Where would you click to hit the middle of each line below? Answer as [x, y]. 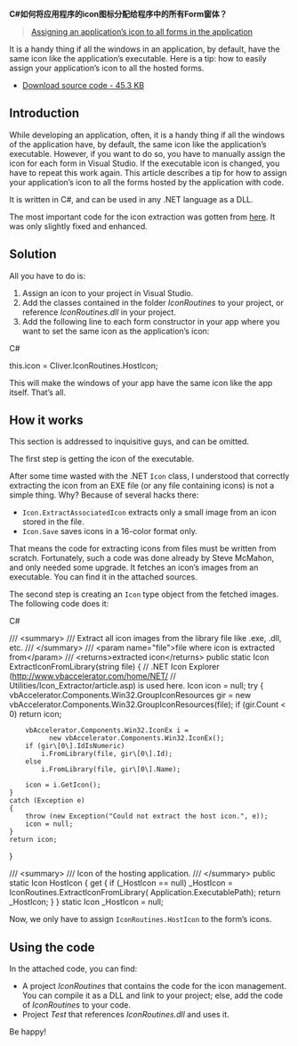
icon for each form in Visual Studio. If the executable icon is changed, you [145, 163]
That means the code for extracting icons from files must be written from [143, 548]
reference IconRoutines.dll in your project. [99, 312]
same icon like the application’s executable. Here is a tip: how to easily [138, 58]
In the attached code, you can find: [73, 969]
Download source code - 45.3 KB [83, 85]
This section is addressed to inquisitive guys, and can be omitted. [129, 441]
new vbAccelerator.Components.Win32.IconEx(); [137, 738]
